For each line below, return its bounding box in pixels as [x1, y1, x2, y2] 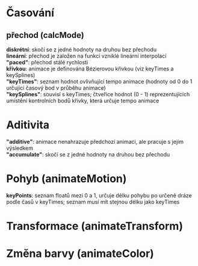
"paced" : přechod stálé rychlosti [6, 59, 88, 66]
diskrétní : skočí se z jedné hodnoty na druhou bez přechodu [6, 46, 157, 53]
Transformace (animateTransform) [6, 220, 184, 233]
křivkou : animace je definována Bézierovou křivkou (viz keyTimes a [6, 65, 174, 72]
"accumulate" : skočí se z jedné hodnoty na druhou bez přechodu [6, 150, 170, 158]
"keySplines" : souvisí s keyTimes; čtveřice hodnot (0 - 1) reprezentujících [6, 91, 190, 97]
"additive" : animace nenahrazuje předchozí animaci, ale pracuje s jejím [6, 138, 184, 145]
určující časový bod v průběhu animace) [6, 84, 107, 91]
